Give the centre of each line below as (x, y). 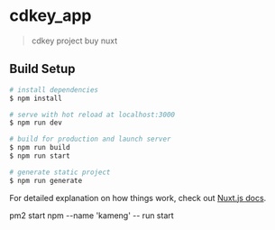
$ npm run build (40, 148)
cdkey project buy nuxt (74, 41)
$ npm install (36, 98)
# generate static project (60, 172)
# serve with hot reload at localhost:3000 (92, 115)
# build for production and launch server (90, 139)
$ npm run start (40, 156)
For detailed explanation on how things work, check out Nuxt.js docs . (138, 198)
